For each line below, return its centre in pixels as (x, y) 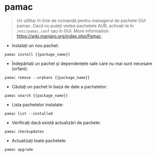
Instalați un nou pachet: (35, 45)
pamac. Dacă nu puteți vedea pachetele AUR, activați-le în (75, 25)
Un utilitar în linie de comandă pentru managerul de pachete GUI (81, 20)
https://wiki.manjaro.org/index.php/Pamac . (59, 36)
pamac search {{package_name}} (36, 96)
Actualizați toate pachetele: (39, 140)
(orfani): (20, 69)
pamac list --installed (29, 114)
